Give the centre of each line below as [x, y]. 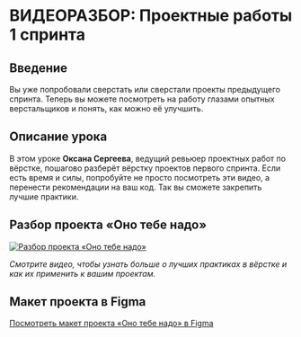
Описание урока [58, 137]
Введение [39, 68]
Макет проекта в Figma [78, 302]
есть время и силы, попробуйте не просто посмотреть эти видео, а [140, 177]
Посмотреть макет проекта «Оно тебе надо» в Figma [111, 324]
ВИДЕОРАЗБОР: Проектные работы [151, 16]
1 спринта [47, 35]
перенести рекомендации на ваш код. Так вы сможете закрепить [136, 187]
